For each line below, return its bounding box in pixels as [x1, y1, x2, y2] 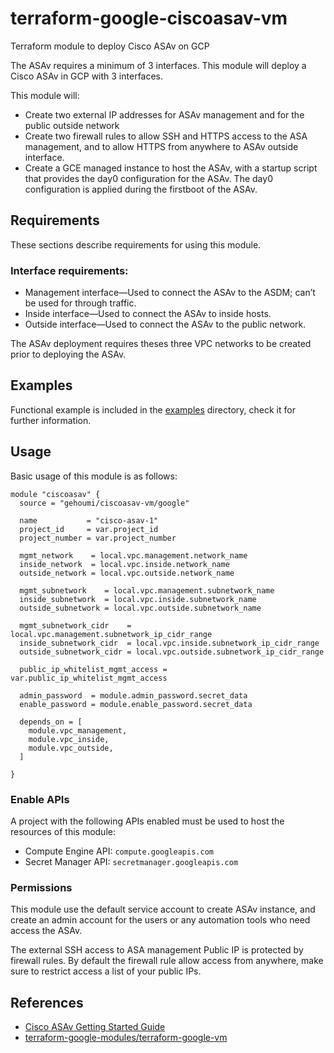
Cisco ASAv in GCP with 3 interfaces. [10, 70, 164, 82]
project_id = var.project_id [19, 524, 159, 534]
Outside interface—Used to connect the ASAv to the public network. [24, 318, 307, 331]
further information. [10, 414, 92, 426]
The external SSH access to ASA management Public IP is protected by [10, 944, 304, 956]
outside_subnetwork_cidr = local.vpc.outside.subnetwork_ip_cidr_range [19, 647, 325, 657]
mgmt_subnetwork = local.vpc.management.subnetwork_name [19, 585, 275, 596]
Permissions [10, 880, 73, 894]
